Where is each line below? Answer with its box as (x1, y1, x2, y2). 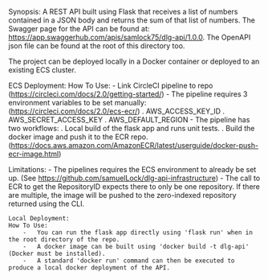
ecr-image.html (8, 149, 59, 159)
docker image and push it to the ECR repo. (8, 132, 148, 142)
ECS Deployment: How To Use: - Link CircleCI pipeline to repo (8, 80, 213, 90)
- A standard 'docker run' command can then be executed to (22, 257, 235, 265)
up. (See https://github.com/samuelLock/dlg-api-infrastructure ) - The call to (8, 173, 261, 183)
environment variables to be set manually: (8, 98, 147, 107)
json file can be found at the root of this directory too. (8, 41, 185, 51)
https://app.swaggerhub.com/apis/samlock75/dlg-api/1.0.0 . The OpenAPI (8, 32, 251, 42)
